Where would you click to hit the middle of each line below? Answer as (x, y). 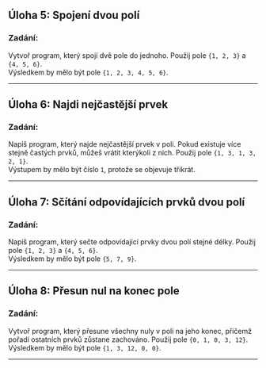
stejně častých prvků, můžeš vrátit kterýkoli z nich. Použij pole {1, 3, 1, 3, (132, 153)
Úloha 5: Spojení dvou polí (74, 15)
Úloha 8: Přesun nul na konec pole (94, 291)
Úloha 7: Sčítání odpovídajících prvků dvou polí (127, 202)
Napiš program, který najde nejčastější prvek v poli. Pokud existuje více (125, 144)
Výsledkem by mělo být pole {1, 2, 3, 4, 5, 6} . (88, 72)
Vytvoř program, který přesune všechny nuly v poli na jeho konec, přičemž (130, 331)
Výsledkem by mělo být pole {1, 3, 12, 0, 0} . (85, 347)
